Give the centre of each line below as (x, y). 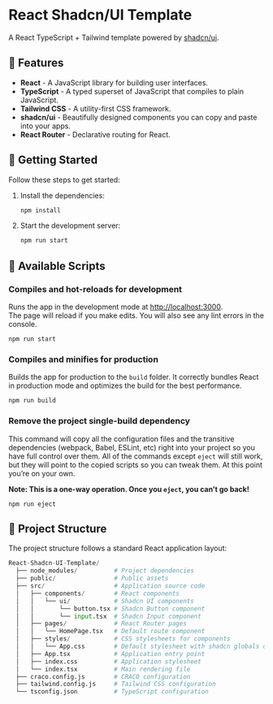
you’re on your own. (42, 473)
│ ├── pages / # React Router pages (101, 624)
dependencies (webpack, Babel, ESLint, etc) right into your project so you (132, 447)
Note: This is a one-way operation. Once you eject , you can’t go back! (129, 489)
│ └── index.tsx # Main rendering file (103, 669)
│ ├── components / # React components (98, 593)
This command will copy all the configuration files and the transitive (121, 439)
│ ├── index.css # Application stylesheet (108, 661)
